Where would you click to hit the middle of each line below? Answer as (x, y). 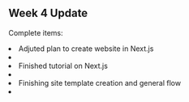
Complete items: (36, 32)
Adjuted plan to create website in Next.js (86, 49)
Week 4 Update (48, 13)
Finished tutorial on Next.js (63, 66)
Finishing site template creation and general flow (100, 83)
